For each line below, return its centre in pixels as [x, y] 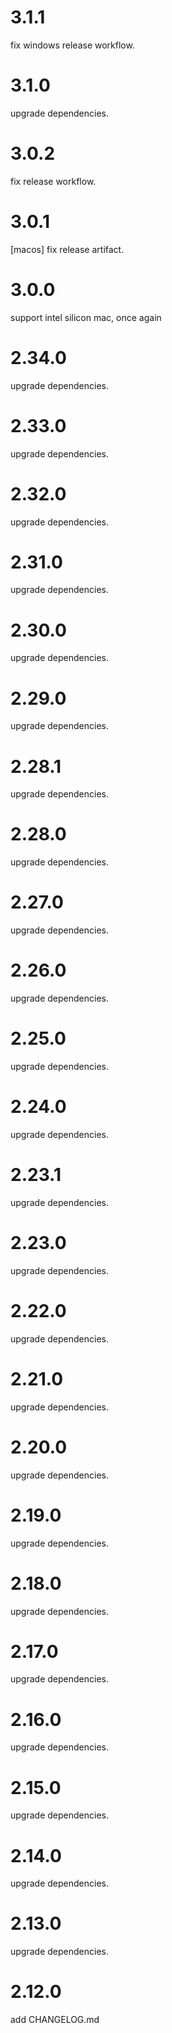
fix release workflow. [53, 181]
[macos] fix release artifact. [67, 249]
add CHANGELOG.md [55, 2020]
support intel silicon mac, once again [86, 317]
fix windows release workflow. [72, 45]
